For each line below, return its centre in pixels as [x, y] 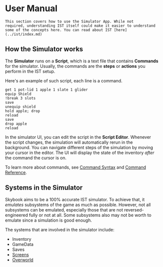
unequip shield [20, 107]
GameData [23, 244]
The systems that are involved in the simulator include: [60, 229]
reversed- [134, 210]
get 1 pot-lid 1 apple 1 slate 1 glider [47, 90]
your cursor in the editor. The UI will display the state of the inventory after [80, 153]
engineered [17, 215]
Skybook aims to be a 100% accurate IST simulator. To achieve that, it [75, 199]
